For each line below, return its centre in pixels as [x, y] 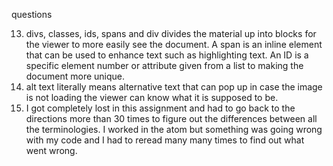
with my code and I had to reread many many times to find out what [165, 140]
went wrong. [51, 150]
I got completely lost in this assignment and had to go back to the [160, 108]
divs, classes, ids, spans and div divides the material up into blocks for [171, 33]
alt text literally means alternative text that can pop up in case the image [174, 87]
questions [32, 14]
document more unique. [75, 76]
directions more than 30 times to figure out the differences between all [171, 118]
